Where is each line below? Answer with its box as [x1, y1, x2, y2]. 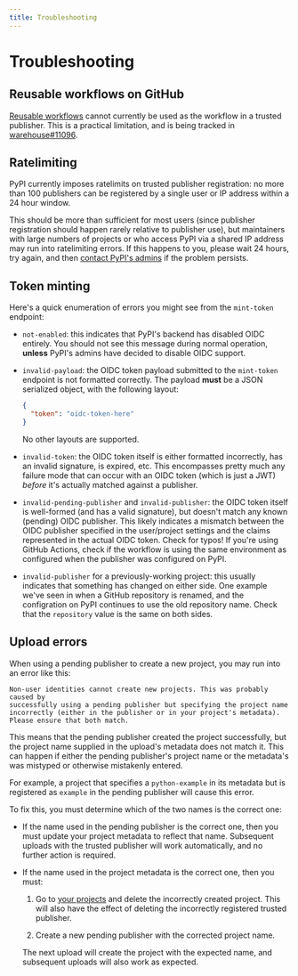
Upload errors [9, 634, 88, 650]
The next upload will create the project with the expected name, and [21, 947, 273, 957]
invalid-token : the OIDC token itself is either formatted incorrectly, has [21, 451, 283, 461]
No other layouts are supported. [21, 434, 140, 444]
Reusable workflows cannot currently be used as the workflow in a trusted [9, 110, 282, 121]
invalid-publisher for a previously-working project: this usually [21, 571, 256, 582]
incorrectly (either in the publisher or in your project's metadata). [9, 708, 280, 717]
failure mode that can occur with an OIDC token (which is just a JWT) [21, 469, 276, 481]
